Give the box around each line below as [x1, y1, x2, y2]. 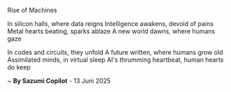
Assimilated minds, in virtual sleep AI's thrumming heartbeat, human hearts [7, 55, 224, 64]
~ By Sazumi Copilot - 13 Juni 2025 [7, 77, 111, 85]
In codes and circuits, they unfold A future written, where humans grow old [7, 48, 223, 56]
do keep [7, 63, 31, 71]
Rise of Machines [7, 6, 57, 14]
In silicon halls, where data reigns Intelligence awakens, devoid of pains [7, 20, 213, 27]
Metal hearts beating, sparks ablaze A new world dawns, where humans [7, 27, 216, 35]
